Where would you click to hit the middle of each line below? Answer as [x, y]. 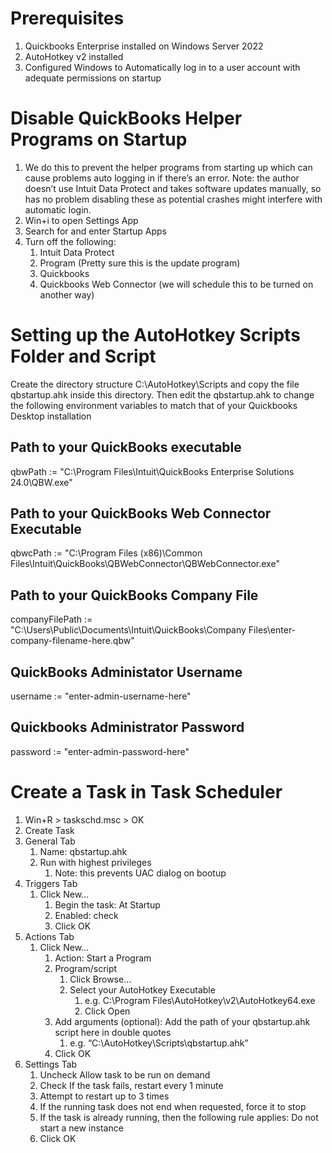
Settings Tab [51, 1064]
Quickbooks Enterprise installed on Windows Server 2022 [144, 46]
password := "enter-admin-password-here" [100, 751]
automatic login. [58, 209]
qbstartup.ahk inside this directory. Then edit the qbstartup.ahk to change [162, 394]
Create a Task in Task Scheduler [146, 792]
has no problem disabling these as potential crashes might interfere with [173, 199]
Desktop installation [51, 416]
